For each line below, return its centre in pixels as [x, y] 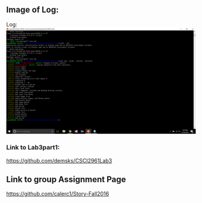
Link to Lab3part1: [33, 148]
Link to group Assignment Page [66, 179]
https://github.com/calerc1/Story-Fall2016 [58, 194]
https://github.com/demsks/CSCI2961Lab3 [59, 160]
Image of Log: [32, 10]
